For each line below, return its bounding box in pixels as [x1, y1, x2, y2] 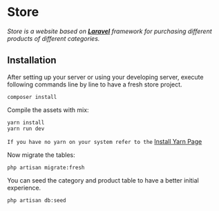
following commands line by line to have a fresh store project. [7, 80, 182, 89]
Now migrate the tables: [7, 150, 76, 159]
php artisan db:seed [7, 196, 67, 204]
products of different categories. [7, 34, 100, 42]
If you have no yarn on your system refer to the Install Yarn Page [7, 137, 202, 145]
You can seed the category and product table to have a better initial [7, 176, 199, 184]
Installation [7, 55, 57, 66]
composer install [7, 93, 57, 100]
